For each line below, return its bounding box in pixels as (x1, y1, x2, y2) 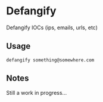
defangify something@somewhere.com (6, 57, 95, 63)
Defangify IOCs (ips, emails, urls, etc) (6, 24, 98, 31)
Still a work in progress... (6, 89, 67, 96)
